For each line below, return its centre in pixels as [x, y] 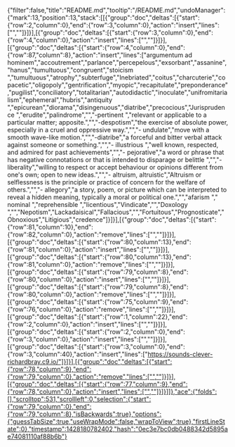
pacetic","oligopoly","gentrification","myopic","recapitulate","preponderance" [118, 85]
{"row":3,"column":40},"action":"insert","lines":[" [78, 354]
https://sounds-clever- [180, 354]
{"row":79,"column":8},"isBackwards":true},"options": [85, 414]
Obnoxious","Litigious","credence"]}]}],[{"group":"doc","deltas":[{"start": [112, 220]
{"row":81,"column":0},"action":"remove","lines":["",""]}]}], [91, 264]
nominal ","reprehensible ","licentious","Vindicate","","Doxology [98, 204]
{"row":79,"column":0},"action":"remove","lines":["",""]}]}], [92, 377]
